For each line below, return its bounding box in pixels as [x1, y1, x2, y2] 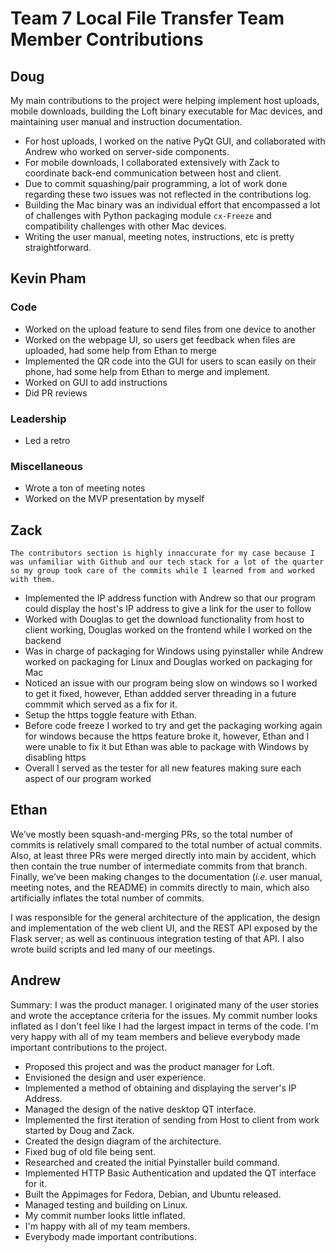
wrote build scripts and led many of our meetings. [10, 943, 216, 955]
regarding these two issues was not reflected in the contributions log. [24, 188, 312, 200]
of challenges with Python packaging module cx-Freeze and [24, 210, 272, 221]
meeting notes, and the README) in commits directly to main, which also [10, 881, 310, 893]
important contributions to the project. [10, 1041, 168, 1053]
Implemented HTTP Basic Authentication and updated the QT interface [24, 1167, 317, 1179]
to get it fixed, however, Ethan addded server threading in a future [24, 688, 297, 700]
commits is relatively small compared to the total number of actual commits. [10, 838, 323, 851]
